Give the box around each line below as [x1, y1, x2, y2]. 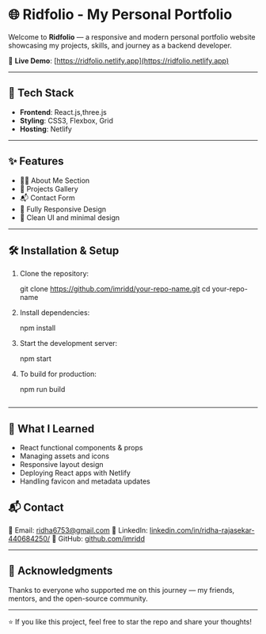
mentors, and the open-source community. [8, 594, 148, 603]
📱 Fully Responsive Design [19, 204, 107, 214]
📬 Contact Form [19, 192, 75, 203]
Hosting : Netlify [19, 124, 73, 134]
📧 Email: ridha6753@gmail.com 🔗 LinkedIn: [8, 526, 148, 535]
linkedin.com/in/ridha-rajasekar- [149, 526, 255, 535]
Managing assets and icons [19, 451, 109, 461]
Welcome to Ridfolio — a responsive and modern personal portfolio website [8, 32, 256, 41]
